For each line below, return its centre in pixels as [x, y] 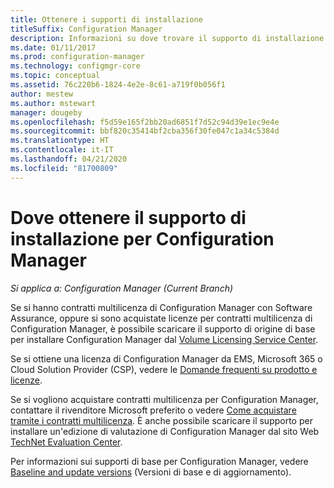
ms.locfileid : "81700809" [64, 168]
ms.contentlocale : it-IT [62, 150]
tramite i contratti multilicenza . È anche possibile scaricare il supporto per [161, 420]
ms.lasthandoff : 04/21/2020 [69, 159]
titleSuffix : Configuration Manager [86, 29]
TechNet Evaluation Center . [66, 442]
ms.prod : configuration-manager [77, 57]
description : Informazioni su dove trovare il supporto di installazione [167, 38]
